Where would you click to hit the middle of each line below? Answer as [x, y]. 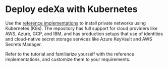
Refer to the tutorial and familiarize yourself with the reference [70, 54]
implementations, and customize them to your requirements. [68, 59]
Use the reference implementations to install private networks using [76, 23]
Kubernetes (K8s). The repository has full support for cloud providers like [81, 28]
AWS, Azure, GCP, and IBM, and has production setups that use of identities [84, 33]
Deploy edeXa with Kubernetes [71, 9]
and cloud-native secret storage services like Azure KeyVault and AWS [79, 39]
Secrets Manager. [23, 44]
